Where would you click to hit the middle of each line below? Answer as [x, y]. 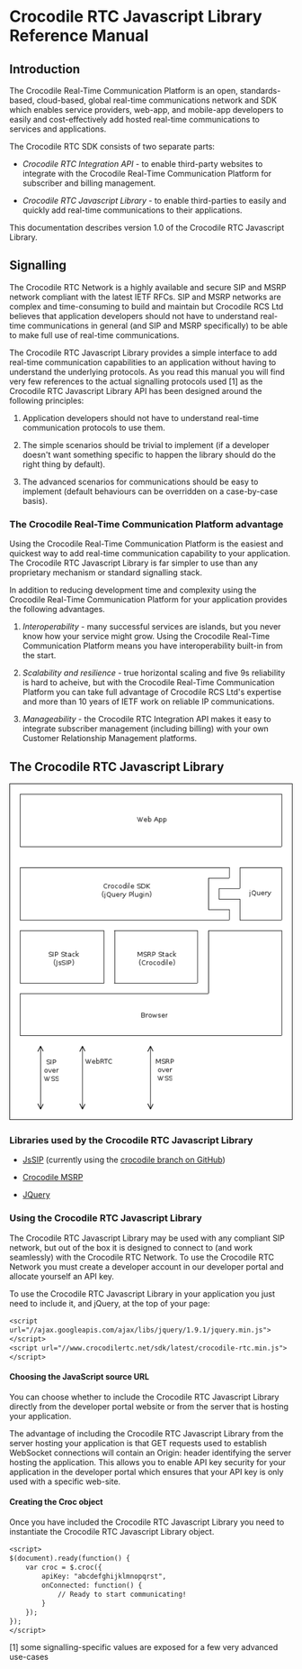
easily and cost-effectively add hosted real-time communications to [135, 119]
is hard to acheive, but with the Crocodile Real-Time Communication [149, 683]
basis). [35, 500]
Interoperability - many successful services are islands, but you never [151, 627]
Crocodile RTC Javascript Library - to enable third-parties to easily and [154, 201]
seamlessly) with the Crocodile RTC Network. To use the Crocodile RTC [142, 1257]
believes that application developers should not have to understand [134, 316]
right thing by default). [64, 464]
